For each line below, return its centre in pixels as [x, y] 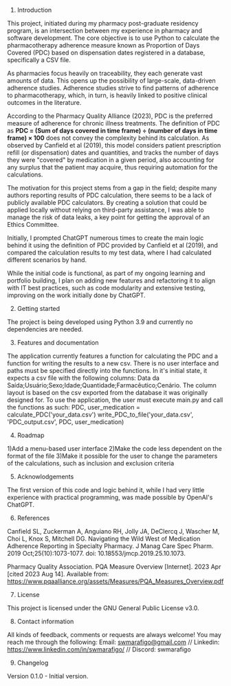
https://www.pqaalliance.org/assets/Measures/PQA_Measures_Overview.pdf [115, 581]
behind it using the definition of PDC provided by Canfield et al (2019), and [113, 245]
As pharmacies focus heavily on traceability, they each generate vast [105, 73]
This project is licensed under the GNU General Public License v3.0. [103, 608]
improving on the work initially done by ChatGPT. [76, 295]
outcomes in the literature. [44, 102]
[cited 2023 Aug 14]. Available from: [58, 574]
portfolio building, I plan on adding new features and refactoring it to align [111, 281]
